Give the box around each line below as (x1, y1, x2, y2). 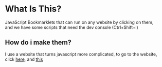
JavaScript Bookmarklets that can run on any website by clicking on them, (5, 19, 154, 25)
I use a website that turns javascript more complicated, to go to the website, (5, 51, 157, 57)
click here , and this (5, 56, 43, 62)
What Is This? (5, 3, 62, 14)
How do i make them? (5, 39, 72, 47)
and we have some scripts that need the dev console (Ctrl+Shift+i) (5, 24, 139, 30)
